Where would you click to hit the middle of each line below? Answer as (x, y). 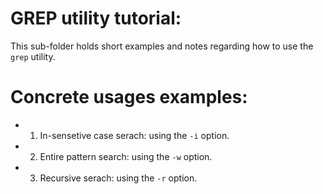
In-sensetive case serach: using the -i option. (134, 135)
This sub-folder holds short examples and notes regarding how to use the (162, 46)
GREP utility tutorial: (96, 18)
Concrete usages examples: (129, 97)
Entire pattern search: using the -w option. (126, 156)
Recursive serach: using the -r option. (118, 178)
